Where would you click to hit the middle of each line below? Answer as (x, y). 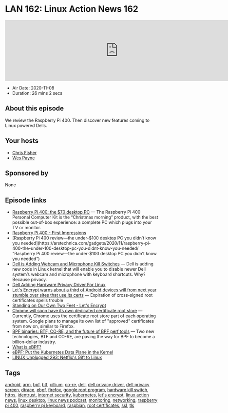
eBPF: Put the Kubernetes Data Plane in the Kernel (63, 352)
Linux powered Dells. (26, 125)
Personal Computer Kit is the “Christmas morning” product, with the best (85, 217)
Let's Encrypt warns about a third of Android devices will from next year (84, 290)
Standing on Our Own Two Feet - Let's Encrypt (59, 305)
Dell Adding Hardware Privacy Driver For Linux (59, 285)
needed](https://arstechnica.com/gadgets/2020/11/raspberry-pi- (86, 243)
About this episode (35, 109)
